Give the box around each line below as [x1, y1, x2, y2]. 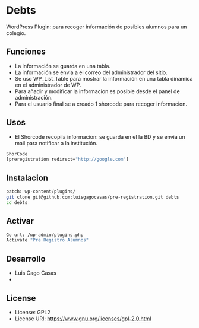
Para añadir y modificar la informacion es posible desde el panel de [14, 87, 180, 95]
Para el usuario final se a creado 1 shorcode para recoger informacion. [14, 100, 188, 107]
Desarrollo [6, 253, 46, 264]
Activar [6, 216, 34, 226]
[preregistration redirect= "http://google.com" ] [6, 157, 129, 163]
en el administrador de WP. [14, 81, 81, 88]
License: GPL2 [14, 308, 50, 316]
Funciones [6, 47, 46, 57]
